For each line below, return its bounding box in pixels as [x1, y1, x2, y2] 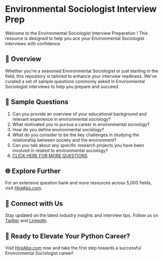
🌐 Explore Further [5, 167, 61, 175]
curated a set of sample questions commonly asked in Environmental [5, 78, 145, 84]
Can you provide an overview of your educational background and [12, 111, 147, 116]
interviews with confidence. [5, 40, 62, 46]
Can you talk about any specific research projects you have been [12, 142, 144, 148]
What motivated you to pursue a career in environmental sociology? [12, 121, 150, 127]
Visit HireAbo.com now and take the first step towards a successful [5, 245, 141, 251]
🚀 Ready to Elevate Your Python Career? [5, 232, 130, 240]
